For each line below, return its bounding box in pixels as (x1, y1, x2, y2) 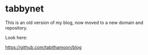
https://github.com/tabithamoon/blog (5, 44, 82, 50)
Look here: (5, 34, 28, 40)
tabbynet (5, 3, 44, 14)
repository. (5, 24, 28, 30)
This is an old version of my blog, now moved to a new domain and (5, 19, 143, 25)
